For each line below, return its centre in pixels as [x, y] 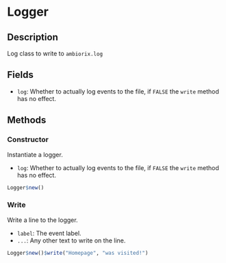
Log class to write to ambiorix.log [55, 53]
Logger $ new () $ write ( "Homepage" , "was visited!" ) [78, 253]
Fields [21, 75]
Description [33, 37]
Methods [27, 120]
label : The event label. [49, 233]
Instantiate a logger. [35, 154]
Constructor [28, 139]
